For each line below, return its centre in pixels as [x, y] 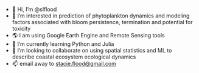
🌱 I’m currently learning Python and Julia [63, 44]
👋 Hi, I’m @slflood [34, 9]
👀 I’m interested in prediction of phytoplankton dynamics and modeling [101, 16]
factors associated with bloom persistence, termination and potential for [102, 22]
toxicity [21, 28]
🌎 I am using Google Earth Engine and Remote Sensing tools [89, 35]
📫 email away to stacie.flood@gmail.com [64, 64]
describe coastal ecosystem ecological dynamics [74, 57]
